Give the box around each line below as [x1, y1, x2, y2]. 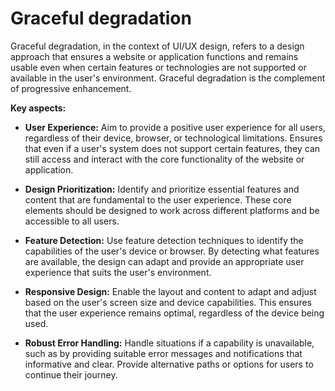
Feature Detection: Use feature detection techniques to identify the [24, 234, 304, 246]
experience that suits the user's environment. [24, 266, 212, 278]
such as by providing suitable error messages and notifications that [24, 347, 303, 359]
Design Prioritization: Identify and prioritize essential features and [24, 183, 300, 195]
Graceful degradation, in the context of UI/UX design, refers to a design [10, 40, 305, 52]
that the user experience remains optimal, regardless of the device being [24, 307, 325, 319]
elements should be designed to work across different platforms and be [24, 204, 320, 216]
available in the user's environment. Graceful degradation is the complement [10, 72, 326, 84]
